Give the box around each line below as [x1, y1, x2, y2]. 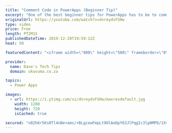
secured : [5, 120, 24, 125]
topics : [5, 78, 22, 83]
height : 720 [14, 106, 40, 112]
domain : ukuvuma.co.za [10, 69, 58, 74]
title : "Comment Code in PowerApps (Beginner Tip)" [5, 7, 118, 13]
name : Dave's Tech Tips [10, 64, 60, 69]
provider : [5, 59, 27, 64]
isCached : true [14, 111, 47, 116]
